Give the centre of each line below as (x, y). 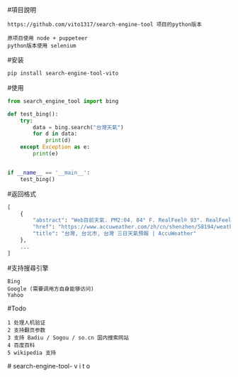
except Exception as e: (55, 147)
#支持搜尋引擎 (28, 268)
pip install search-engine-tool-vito (63, 73)
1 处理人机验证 (27, 322)
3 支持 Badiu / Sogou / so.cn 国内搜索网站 (68, 338)
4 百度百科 (21, 345)
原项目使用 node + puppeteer (48, 38)
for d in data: (55, 134)
